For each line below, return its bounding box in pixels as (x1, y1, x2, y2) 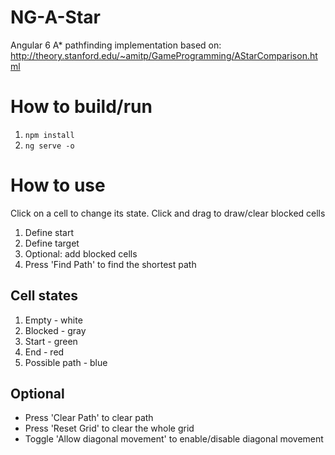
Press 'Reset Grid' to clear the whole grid (24, 422, 195, 435)
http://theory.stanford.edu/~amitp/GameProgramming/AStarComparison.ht (10, 49, 318, 61)
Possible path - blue (24, 356, 108, 368)
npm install (24, 130, 75, 140)
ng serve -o (24, 141, 75, 151)
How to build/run (10, 96, 153, 118)
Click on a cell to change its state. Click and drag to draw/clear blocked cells (10, 207, 326, 219)
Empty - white (24, 314, 83, 326)
